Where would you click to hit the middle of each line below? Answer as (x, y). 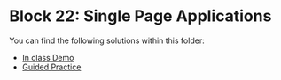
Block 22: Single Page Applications (140, 16)
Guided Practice (51, 67)
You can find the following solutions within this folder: (107, 40)
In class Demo (48, 57)
